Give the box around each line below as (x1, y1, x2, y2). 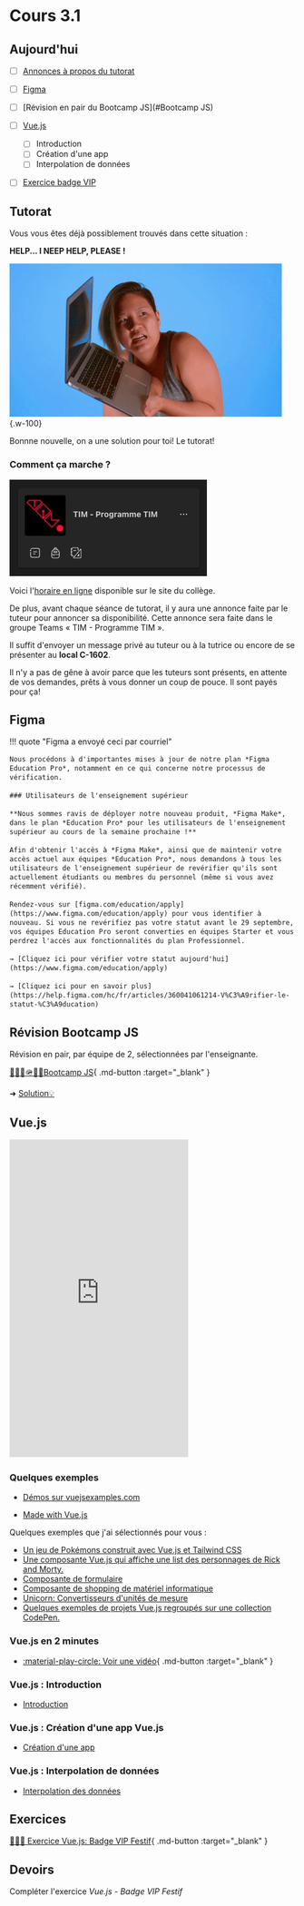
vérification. (9, 773, 64, 782)
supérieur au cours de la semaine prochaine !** (9, 828, 197, 837)
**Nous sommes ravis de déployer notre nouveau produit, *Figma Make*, (9, 810, 286, 819)
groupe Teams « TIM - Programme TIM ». (9, 622, 165, 633)
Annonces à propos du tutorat (22, 65, 135, 76)
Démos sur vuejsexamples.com (22, 1492, 141, 1503)
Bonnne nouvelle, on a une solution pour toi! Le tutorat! (9, 436, 215, 447)
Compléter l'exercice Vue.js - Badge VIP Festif (9, 1886, 183, 1897)
